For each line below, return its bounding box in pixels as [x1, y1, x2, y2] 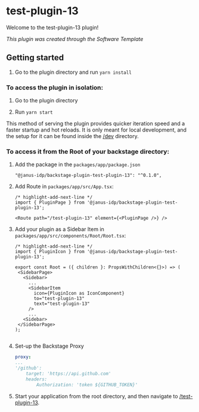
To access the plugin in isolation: [6, 83, 103, 92]
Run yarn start [14, 108, 53, 116]
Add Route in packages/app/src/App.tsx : [14, 183, 114, 190]
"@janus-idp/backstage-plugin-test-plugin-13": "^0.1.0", [14, 173, 162, 179]
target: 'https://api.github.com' [26, 370, 111, 376]
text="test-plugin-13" [33, 301, 91, 307]
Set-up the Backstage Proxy [14, 342, 85, 349]
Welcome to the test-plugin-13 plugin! [6, 24, 99, 31]
